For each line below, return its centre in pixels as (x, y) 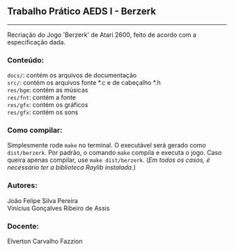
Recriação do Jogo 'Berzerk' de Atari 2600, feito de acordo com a (102, 35)
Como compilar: (35, 130)
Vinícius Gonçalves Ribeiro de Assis (58, 208)
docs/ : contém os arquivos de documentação (72, 75)
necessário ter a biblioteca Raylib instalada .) (71, 168)
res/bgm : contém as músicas (48, 90)
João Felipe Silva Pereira (43, 200)
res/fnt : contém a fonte (42, 97)
